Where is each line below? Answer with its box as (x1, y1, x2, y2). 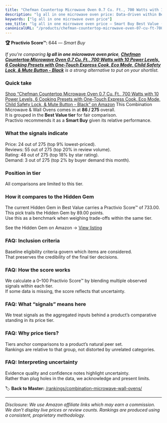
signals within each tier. (5, 282, 54, 289)
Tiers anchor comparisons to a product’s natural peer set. (5, 341, 123, 347)
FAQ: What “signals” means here (5, 300, 86, 307)
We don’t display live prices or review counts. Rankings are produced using (5, 407, 160, 413)
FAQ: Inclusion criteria (5, 237, 60, 244)
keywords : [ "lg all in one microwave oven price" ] (5, 16, 112, 21)
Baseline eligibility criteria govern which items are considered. (5, 249, 133, 255)
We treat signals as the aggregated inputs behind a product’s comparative (5, 312, 157, 318)
